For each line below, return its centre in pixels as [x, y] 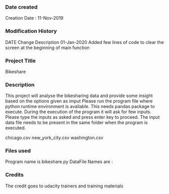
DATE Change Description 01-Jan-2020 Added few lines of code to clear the [84, 42]
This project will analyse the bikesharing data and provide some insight [79, 96]
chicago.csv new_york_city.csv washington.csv [54, 138]
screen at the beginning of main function [47, 47]
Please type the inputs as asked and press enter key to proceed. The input [82, 117]
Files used [18, 151]
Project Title [21, 61]
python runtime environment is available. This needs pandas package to [80, 107]
